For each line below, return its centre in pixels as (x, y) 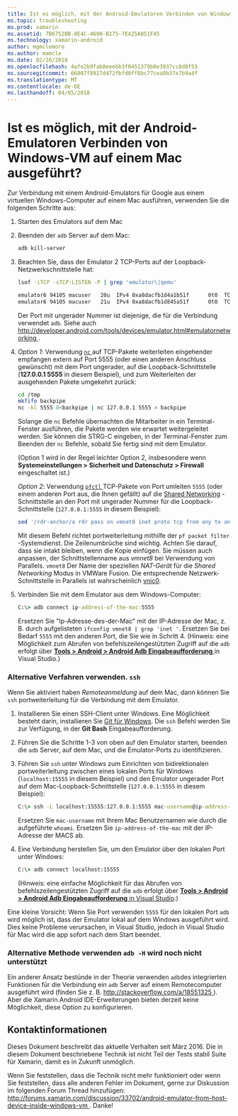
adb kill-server (41, 249)
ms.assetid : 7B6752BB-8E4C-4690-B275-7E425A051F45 (84, 34)
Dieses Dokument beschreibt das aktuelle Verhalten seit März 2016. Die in (115, 1047)
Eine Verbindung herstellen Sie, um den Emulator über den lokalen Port (121, 849)
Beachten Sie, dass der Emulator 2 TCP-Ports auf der (95, 261)
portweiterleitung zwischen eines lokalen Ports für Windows (105, 771)
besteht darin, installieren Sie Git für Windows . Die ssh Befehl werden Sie (124, 721)
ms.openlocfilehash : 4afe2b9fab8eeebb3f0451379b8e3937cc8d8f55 (103, 67)
